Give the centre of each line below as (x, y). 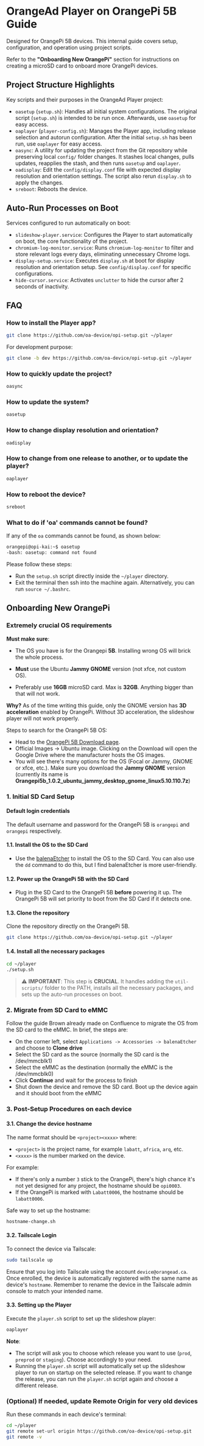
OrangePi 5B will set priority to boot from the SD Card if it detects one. (103, 899)
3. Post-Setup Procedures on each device (69, 1109)
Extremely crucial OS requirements (59, 625)
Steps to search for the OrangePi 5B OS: (57, 730)
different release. (37, 1385)
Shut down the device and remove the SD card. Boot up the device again (106, 1087)
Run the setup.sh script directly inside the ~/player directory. (92, 576)
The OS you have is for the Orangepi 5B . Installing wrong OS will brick (103, 650)
